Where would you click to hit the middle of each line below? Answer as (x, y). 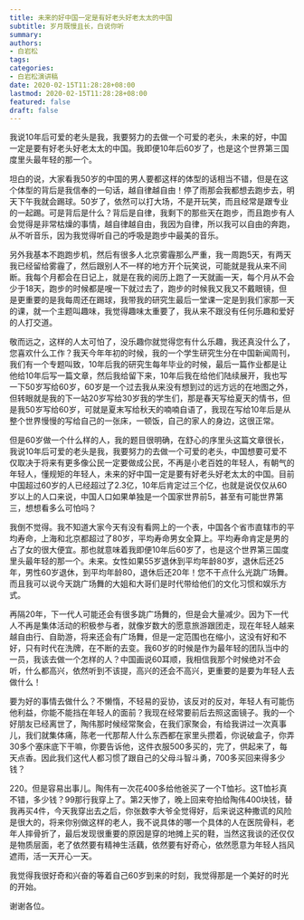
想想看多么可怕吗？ (61, 508)
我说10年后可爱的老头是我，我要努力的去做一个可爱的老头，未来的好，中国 (148, 138)
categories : (32, 69)
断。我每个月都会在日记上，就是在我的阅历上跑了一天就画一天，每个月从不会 (152, 278)
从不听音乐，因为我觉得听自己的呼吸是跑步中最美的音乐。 (116, 235)
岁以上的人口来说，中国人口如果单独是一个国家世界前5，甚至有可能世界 (142, 497)
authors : (26, 43)
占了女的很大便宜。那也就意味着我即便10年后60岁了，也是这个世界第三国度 (149, 550)
